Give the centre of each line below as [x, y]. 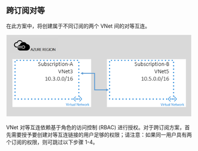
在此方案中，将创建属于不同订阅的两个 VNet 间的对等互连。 [78, 26]
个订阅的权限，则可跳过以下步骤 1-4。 [52, 142]
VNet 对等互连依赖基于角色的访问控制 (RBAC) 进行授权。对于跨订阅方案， [95, 127]
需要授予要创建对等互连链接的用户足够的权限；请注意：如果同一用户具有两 [101, 135]
